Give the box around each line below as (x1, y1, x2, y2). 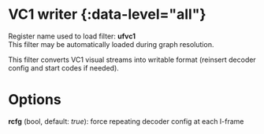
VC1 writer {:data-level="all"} (8, 5, 206, 24)
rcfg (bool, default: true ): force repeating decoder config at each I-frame (8, 116, 244, 126)
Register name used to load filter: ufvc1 (8, 31, 136, 41)
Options (8, 91, 61, 109)
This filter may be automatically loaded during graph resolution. (8, 39, 214, 49)
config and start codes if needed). (8, 63, 120, 72)
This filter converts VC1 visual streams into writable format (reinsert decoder (8, 55, 256, 64)
